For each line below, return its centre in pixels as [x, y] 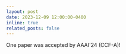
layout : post [22, 12]
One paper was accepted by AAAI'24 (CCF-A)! [63, 45]
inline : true [22, 23]
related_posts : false [33, 28]
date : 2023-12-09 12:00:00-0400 [46, 17]
